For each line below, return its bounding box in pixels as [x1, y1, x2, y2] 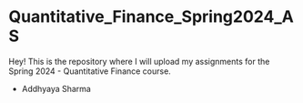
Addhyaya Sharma [21, 83, 92, 94]
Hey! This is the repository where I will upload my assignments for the [8, 56, 270, 67]
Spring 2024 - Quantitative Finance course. [8, 66, 172, 77]
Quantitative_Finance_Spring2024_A [8, 6, 295, 27]
